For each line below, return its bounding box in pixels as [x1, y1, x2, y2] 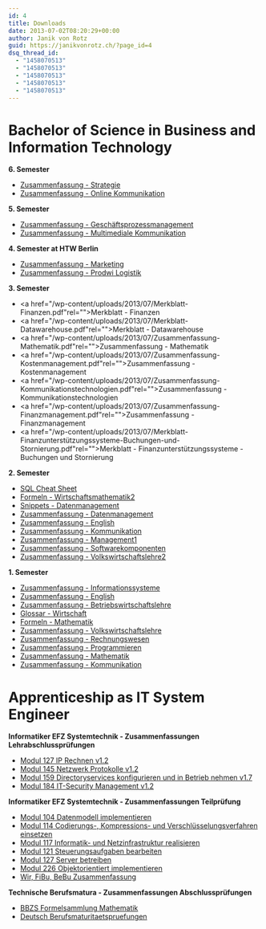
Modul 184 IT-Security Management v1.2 [19, 781, 155, 791]
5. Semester [8, 204, 50, 214]
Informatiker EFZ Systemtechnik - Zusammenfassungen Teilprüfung [8, 797, 241, 807]
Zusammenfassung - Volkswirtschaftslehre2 [19, 552, 167, 562]
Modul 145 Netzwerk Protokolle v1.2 [19, 764, 139, 774]
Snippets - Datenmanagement [19, 501, 120, 511]
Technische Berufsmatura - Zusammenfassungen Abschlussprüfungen [8, 888, 252, 898]
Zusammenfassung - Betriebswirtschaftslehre [19, 600, 171, 610]
